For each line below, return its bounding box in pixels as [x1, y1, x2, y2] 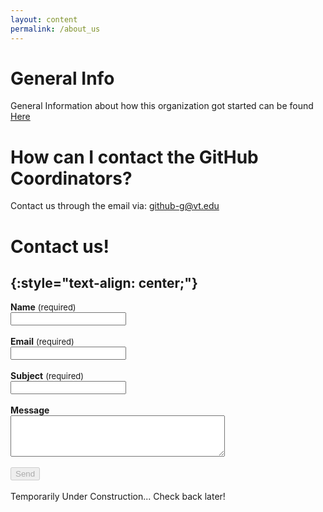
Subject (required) [10, 370, 84, 382]
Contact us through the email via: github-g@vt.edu [10, 200, 220, 212]
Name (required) [10, 301, 77, 313]
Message [10, 404, 50, 416]
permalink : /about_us [10, 24, 101, 34]
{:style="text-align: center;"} [10, 274, 198, 291]
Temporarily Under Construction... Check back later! [10, 491, 226, 503]
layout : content [10, 14, 78, 25]
